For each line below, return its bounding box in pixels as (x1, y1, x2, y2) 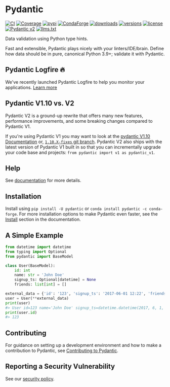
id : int (14, 268, 30, 273)
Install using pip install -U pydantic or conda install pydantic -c (5, 205, 147, 212)
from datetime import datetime (5, 244, 71, 250)
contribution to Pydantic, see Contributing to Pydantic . (5, 347, 118, 354)
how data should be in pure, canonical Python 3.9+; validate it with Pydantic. (5, 51, 165, 57)
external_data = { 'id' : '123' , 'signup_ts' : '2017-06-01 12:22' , (5, 291, 146, 296)
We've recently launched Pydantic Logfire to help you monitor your (5, 79, 145, 85)
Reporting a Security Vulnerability (5, 362, 115, 371)
